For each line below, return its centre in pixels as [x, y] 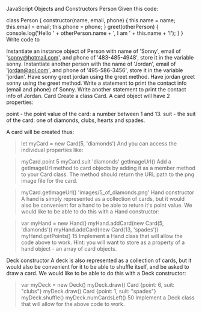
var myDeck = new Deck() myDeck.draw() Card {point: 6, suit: [98, 285]
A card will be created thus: [40, 132]
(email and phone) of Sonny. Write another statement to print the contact [96, 89]
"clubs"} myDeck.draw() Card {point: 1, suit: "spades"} [88, 291]
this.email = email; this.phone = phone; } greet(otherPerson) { [83, 27]
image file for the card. [49, 181]
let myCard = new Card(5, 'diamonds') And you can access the [99, 143]
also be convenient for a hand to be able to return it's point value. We [106, 205]
